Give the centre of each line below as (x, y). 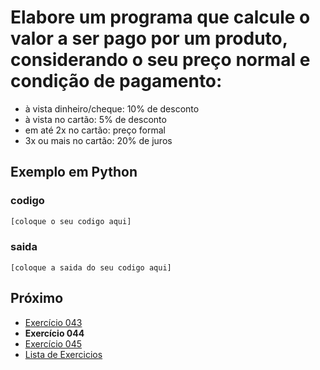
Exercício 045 (53, 343)
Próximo (37, 298)
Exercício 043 (53, 322)
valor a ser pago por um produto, (149, 38)
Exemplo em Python (74, 172)
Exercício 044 (54, 333)
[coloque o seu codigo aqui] (71, 221)
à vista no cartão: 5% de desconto (95, 119)
